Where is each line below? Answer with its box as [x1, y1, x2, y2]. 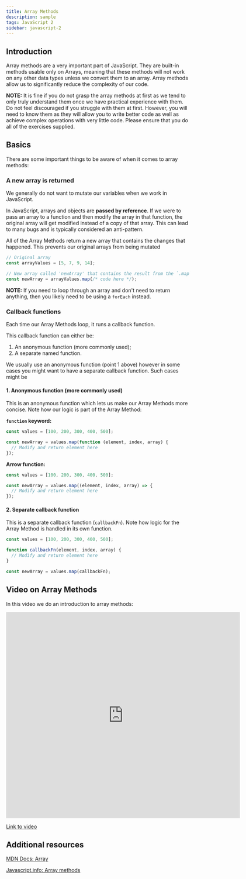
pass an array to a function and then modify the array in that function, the [6, 213, 183, 220]
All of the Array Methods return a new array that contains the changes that [6, 237, 186, 244]
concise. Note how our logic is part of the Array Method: [6, 406, 142, 413]
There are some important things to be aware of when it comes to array [6, 156, 178, 163]
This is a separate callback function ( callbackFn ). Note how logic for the [6, 519, 179, 526]
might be [6, 373, 27, 380]
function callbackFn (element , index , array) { [6, 547, 122, 553]
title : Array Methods [6, 8, 59, 15]
